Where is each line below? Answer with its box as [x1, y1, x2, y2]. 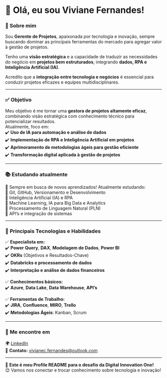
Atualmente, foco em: [5, 124, 49, 129]
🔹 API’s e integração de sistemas [5, 211, 72, 217]
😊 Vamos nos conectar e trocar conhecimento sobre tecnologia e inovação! [5, 367, 162, 373]
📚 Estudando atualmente [5, 171, 68, 178]
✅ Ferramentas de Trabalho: [5, 296, 65, 302]
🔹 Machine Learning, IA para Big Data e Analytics [5, 200, 106, 206]
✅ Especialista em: [5, 239, 45, 245]
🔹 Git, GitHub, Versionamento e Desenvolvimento [5, 189, 106, 196]
